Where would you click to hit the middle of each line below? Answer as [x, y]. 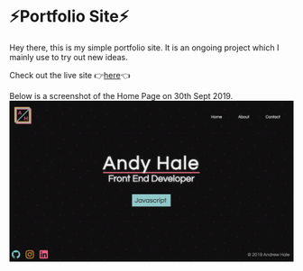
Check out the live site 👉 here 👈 [70, 75]
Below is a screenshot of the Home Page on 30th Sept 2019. [121, 95]
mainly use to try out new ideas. [69, 57]
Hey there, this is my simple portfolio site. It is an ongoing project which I [144, 47]
